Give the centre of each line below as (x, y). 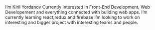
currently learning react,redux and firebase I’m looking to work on (73, 17)
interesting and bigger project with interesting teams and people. (72, 22)
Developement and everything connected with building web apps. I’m (77, 12)
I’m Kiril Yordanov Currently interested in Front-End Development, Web (78, 7)
